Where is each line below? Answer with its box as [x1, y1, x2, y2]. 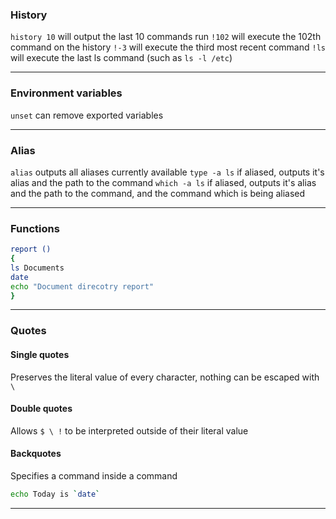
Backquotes [10, 448, 62, 460]
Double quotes [10, 403, 73, 415]
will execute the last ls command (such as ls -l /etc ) [10, 52, 233, 64]
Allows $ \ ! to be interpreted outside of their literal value [10, 424, 249, 437]
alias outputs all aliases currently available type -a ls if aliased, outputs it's [10, 166, 325, 178]
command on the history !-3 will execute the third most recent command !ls [10, 41, 326, 53]
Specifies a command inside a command [10, 469, 178, 482]
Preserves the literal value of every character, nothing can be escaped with [10, 371, 320, 383]
